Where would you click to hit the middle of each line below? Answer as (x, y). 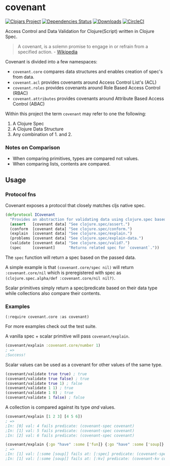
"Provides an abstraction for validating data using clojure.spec (81, 219)
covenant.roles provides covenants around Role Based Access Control (87, 87)
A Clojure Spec (28, 123)
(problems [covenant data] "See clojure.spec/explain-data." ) (77, 238)
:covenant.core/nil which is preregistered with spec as (63, 273)
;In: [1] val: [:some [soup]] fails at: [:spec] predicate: (70, 454)
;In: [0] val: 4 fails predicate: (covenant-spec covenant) (70, 426)
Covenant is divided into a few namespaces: (51, 61)
